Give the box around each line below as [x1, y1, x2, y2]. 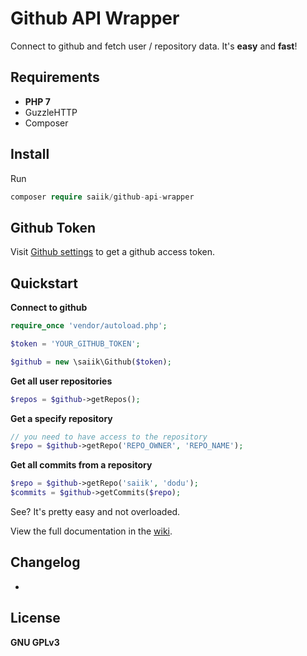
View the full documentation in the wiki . [10, 525, 173, 537]
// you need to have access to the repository [10, 432, 208, 442]
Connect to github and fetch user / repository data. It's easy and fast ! [10, 40, 298, 52]
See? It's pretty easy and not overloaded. [10, 506, 181, 518]
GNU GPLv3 [10, 636, 60, 648]
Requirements [10, 69, 100, 86]
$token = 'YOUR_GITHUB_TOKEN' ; [10, 338, 141, 349]
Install [10, 146, 50, 163]
